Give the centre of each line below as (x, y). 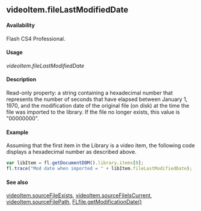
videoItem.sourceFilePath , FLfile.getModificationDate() (74, 202)
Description (21, 79)
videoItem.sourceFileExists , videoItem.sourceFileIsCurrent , (79, 195)
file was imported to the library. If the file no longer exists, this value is (93, 112)
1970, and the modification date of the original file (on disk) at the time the (98, 106)
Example (17, 132)
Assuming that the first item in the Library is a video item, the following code (101, 145)
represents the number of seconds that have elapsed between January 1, (97, 99)
